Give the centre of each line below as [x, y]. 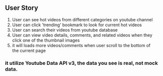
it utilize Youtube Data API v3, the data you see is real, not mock [81, 63]
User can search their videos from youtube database [65, 30]
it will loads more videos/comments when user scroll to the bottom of [81, 45]
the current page [29, 50]
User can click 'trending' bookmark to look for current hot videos [77, 25]
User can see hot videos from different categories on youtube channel [82, 19]
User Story [22, 8]
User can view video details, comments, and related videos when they [82, 35]
